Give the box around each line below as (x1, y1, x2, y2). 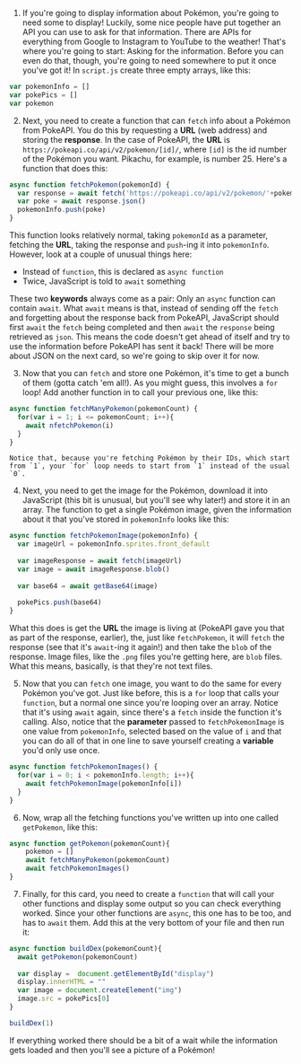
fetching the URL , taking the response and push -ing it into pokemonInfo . (9, 240, 270, 250)
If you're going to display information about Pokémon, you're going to (21, 8, 279, 18)
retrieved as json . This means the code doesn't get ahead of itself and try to (9, 331, 290, 342)
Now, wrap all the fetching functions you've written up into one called (21, 812, 279, 822)
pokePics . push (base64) (17, 598, 102, 607)
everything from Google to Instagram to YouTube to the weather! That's (21, 36, 287, 47)
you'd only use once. (21, 745, 100, 756)
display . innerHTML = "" (17, 978, 106, 987)
